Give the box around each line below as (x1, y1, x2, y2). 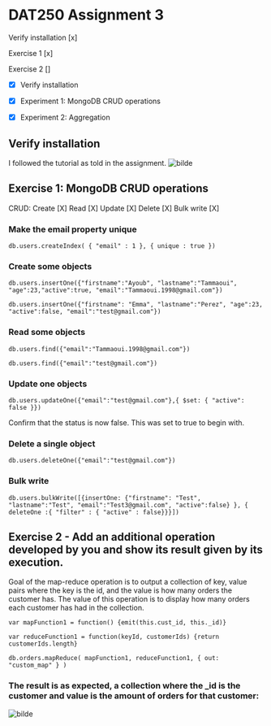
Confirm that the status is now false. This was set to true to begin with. (8, 417, 245, 428)
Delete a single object (8, 437, 96, 449)
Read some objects (8, 327, 86, 338)
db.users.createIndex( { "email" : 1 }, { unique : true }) (8, 242, 217, 250)
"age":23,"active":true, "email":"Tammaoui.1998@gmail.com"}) (8, 286, 223, 294)
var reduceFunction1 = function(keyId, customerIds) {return (8, 633, 220, 641)
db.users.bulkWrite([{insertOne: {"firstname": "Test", (8, 493, 201, 502)
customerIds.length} (8, 640, 79, 648)
